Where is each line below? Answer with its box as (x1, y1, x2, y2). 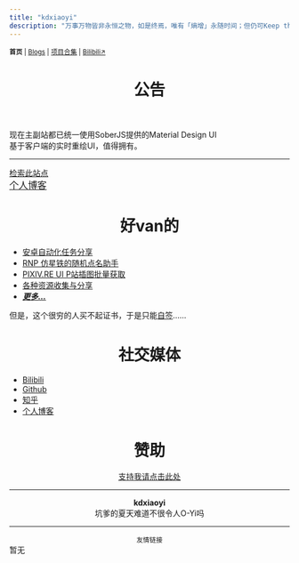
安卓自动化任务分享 (21, 246, 93, 258)
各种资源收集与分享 (21, 280, 93, 291)
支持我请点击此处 (118, 471, 181, 482)
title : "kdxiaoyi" (9, 12, 77, 22)
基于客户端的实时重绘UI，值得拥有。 (9, 141, 142, 151)
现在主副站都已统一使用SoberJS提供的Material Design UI (9, 130, 217, 141)
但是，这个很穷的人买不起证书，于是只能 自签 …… (9, 310, 187, 321)
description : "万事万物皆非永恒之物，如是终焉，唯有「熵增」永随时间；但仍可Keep (9, 21, 280, 30)
